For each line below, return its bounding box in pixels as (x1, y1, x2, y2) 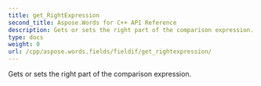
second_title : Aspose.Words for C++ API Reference (8, 19, 177, 27)
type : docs (8, 33, 44, 41)
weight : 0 (8, 41, 41, 48)
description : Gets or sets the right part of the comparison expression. (8, 26, 255, 34)
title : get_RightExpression (8, 11, 100, 20)
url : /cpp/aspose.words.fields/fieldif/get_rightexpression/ (8, 48, 212, 56)
